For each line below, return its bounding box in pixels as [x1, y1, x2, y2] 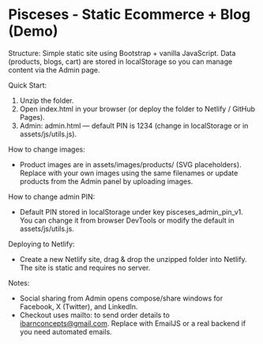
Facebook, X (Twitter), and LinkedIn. [19, 301, 138, 311]
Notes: [8, 278, 30, 287]
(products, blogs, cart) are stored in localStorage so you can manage [8, 57, 233, 66]
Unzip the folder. [19, 95, 74, 105]
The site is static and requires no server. [19, 263, 151, 272]
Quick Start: [8, 80, 47, 90]
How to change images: [8, 144, 85, 154]
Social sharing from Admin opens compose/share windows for [19, 294, 224, 303]
